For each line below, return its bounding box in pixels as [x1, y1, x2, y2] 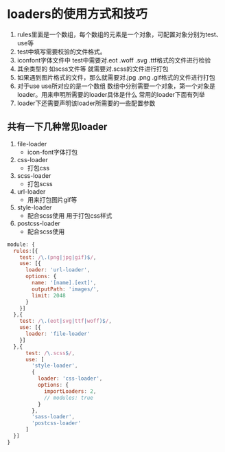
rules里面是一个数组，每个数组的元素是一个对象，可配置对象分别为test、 [16, 30, 222, 38]
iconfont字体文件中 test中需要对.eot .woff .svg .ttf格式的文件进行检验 [16, 56, 211, 64]
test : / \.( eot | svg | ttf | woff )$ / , [19, 317, 112, 325]
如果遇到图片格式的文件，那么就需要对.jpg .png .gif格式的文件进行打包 [16, 73, 215, 81]
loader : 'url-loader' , [25, 267, 91, 273]
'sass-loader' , [32, 414, 75, 420]
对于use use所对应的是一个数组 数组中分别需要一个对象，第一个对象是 [16, 82, 216, 90]
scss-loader [16, 171, 51, 179]
